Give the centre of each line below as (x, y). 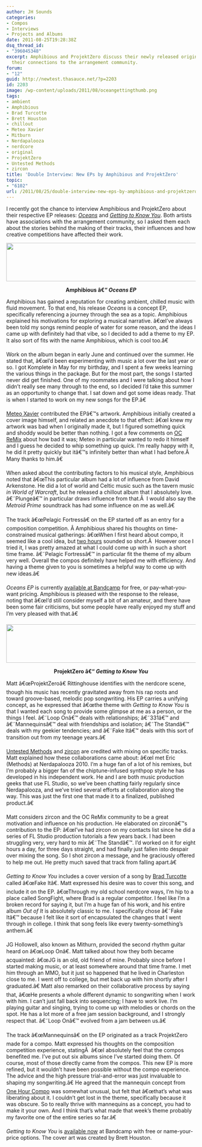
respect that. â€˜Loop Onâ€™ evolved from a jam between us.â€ (86, 1020)
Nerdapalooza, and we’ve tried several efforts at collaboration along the (95, 790)
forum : (14, 68)
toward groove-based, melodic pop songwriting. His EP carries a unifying (97, 698)
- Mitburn (19, 136)
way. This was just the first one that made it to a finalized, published (90, 796)
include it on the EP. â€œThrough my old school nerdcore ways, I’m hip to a (100, 892)
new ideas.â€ (23, 573)
